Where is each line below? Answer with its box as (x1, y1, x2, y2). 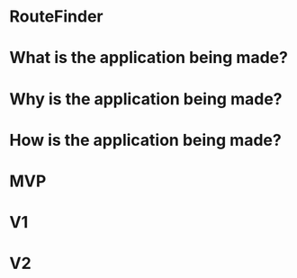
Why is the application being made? (9, 88, 283, 109)
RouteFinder (9, 6, 103, 27)
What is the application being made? (9, 48, 288, 68)
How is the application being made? (9, 130, 282, 150)
